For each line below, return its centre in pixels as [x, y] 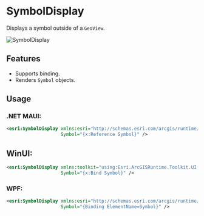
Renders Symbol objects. [45, 79]
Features [23, 59]
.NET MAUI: [24, 116]
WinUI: [19, 153]
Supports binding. [37, 73]
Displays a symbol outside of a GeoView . [56, 28]
